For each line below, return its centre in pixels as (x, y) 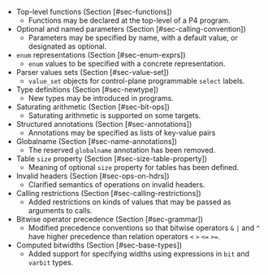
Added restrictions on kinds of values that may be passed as (130, 202)
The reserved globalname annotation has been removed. (122, 150)
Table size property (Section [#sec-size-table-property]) (112, 159)
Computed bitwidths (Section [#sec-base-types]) (99, 245)
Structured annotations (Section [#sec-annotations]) (104, 124)
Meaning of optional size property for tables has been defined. (134, 167)
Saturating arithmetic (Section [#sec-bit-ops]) (93, 107)
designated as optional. (67, 46)
